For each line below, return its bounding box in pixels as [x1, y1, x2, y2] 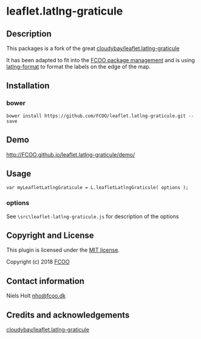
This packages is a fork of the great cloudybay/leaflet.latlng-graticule [6, 45, 180, 52]
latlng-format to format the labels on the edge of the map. [6, 63, 151, 70]
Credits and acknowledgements [6, 310, 130, 320]
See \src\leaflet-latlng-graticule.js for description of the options [6, 212, 179, 220]
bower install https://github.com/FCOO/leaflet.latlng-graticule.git [6, 113, 186, 119]
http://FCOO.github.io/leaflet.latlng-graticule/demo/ [6, 151, 135, 158]
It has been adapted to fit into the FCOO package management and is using [6, 57, 196, 63]
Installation [6, 80, 50, 91]
